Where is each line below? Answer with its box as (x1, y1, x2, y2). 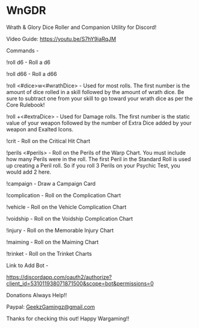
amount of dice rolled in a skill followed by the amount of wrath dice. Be (6, 88, 185, 95)
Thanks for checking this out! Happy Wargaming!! (6, 315, 130, 322)
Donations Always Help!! (6, 291, 68, 298)
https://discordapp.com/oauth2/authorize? (6, 273, 112, 280)
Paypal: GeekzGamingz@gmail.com (6, 303, 95, 311)
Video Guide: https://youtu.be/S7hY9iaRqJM (6, 35, 116, 42)
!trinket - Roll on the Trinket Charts (6, 250, 92, 257)
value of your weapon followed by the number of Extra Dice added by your (6, 119, 192, 127)
